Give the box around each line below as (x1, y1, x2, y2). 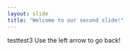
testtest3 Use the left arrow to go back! (7, 36, 121, 44)
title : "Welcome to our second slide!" (7, 17, 124, 24)
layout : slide (7, 10, 49, 17)
